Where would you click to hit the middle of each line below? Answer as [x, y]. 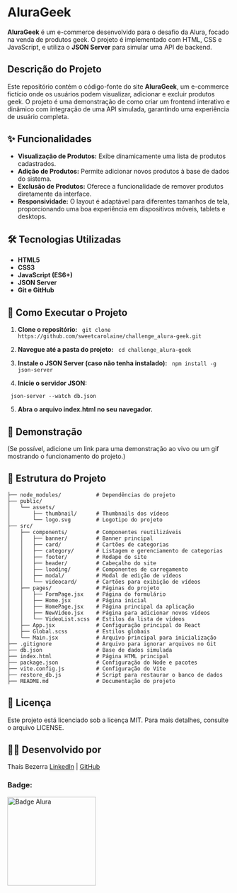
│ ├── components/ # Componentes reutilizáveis [94, 532]
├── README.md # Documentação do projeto [91, 681]
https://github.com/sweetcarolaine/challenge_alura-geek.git [110, 337]
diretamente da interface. [54, 194]
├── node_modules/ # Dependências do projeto [91, 495]
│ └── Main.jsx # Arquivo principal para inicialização [112, 638]
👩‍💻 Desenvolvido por [54, 750]
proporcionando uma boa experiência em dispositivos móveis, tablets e [121, 209]
